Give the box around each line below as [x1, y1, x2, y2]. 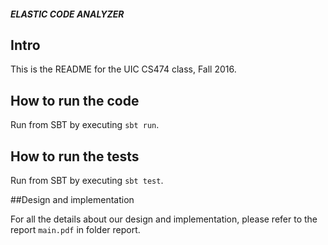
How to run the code [10, 92, 140, 109]
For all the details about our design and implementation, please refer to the [10, 213, 318, 225]
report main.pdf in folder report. [10, 224, 141, 236]
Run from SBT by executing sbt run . [10, 119, 160, 131]
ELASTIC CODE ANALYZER [10, 8, 125, 20]
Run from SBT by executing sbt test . [10, 175, 164, 187]
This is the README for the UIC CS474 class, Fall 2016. [10, 63, 237, 75]
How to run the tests [10, 148, 140, 165]
